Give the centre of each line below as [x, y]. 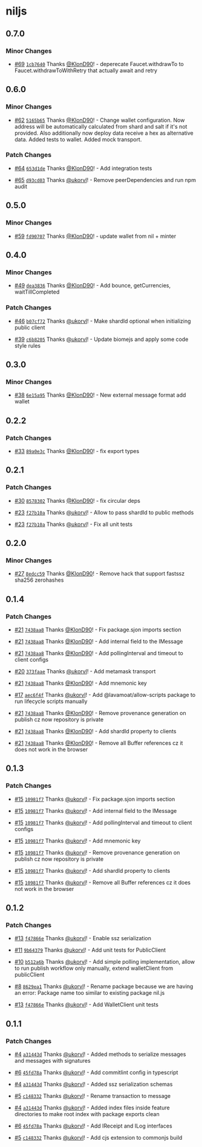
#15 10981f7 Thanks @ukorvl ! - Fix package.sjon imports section [95, 799]
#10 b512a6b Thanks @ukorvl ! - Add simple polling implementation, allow [105, 962]
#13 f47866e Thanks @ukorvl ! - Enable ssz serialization [83, 938]
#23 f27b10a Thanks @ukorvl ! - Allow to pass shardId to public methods [104, 512]
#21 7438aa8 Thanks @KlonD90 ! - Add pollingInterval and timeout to [99, 653]
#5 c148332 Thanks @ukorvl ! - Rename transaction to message [93, 1096]
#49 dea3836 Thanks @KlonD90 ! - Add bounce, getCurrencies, [92, 286]
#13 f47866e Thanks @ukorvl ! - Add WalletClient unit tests [86, 1004]
